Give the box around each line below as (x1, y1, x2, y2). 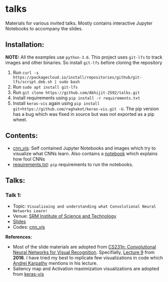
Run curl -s (12, 69, 39, 75)
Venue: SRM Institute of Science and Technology (12, 213, 117, 219)
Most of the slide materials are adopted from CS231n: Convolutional (12, 244, 157, 250)
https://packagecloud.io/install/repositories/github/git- (12, 75, 142, 80)
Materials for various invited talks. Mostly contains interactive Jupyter (5, 20, 153, 26)
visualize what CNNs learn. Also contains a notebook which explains (12, 150, 158, 156)
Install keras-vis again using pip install (12, 100, 100, 106)
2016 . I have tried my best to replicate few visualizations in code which (12, 255, 163, 261)
